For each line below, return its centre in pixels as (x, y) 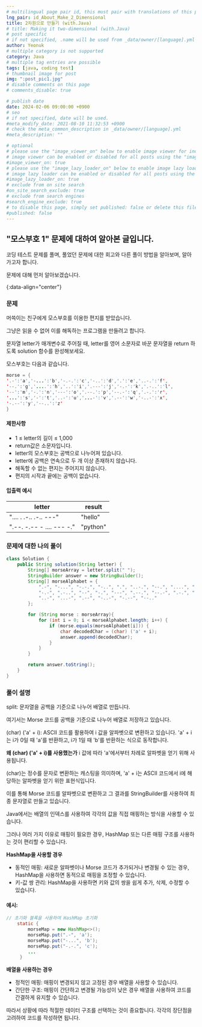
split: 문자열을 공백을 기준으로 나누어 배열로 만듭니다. (68, 707)
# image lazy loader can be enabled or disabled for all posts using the (101, 174)
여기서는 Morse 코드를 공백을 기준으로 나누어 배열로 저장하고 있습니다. (89, 720)
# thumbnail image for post (41, 74)
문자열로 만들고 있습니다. (41, 801)
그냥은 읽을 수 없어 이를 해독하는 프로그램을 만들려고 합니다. (76, 331)
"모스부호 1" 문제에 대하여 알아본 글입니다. (80, 239)
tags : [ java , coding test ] (40, 68)
